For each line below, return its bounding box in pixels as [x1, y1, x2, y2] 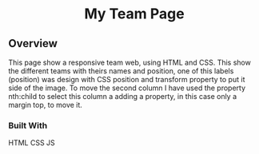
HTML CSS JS [8, 138, 56, 148]
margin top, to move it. [8, 101, 82, 109]
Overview [8, 37, 58, 50]
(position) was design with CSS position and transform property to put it [8, 75, 245, 84]
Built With [8, 120, 48, 131]
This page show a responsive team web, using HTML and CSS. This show [8, 57, 252, 67]
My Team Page [83, 5, 185, 23]
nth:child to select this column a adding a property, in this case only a [8, 92, 237, 101]
